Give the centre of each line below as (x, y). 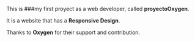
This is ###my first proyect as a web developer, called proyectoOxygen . (98, 9)
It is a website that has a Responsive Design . (63, 20)
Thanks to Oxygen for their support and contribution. (73, 32)
